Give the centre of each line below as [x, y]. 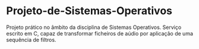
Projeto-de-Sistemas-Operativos [89, 11]
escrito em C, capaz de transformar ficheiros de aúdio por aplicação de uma [100, 33]
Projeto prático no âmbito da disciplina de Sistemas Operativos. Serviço [94, 27]
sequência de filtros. [31, 40]
